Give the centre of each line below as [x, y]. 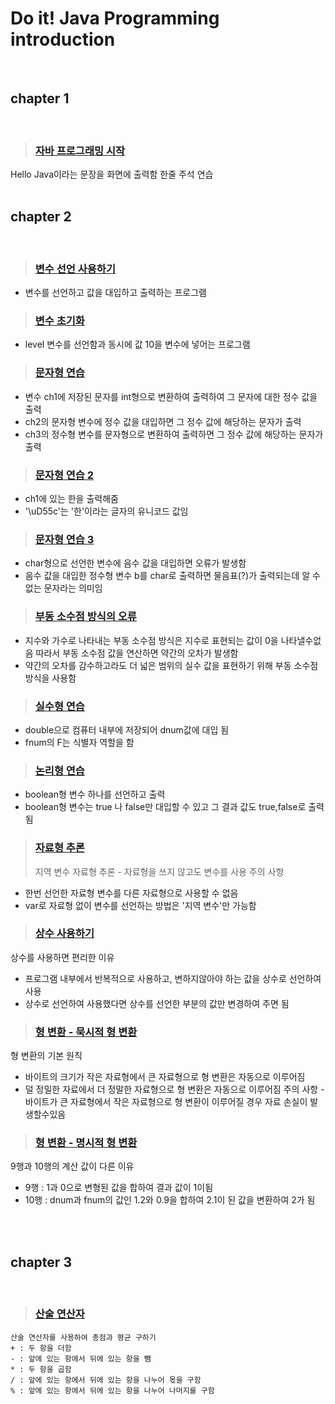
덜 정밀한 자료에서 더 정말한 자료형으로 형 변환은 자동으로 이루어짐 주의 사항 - [174, 1089]
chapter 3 [41, 1262]
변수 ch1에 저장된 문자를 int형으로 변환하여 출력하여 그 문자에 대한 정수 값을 [171, 396]
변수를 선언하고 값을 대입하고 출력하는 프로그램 [115, 293]
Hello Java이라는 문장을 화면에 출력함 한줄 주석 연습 [112, 174]
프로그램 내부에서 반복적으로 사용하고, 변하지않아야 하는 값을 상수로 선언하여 [173, 978]
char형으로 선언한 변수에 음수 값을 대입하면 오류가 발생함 [135, 563]
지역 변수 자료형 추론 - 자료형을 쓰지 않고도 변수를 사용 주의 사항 [159, 871]
